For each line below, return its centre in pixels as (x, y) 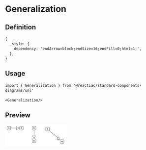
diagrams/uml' (20, 90)
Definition (20, 27)
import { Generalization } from (38, 85)
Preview (18, 115)
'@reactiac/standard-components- (107, 85)
